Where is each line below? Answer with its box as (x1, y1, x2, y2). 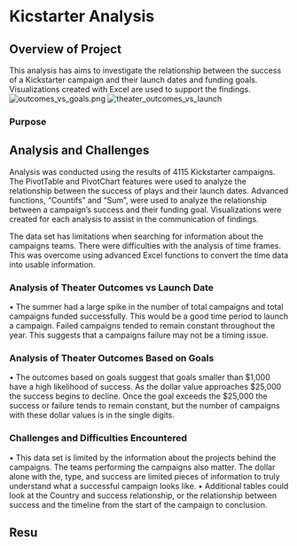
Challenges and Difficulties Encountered (9, 432, 188, 445)
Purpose (9, 115, 47, 128)
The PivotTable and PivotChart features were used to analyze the (9, 176, 246, 186)
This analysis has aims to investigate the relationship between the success (9, 65, 282, 75)
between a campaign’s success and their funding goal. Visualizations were (9, 204, 282, 215)
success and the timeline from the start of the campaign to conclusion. (9, 499, 268, 510)
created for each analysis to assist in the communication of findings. (9, 213, 259, 224)
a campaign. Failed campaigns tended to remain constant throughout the (9, 320, 276, 331)
